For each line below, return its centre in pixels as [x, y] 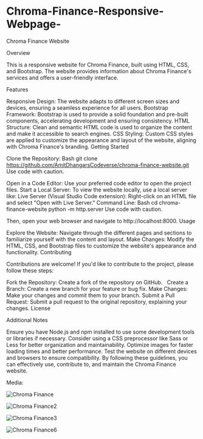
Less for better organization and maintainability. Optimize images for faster [100, 344]
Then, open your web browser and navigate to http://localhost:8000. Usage [101, 221]
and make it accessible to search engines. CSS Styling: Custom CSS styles [100, 134]
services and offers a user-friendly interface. [62, 77]
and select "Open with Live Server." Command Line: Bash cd [82, 202]
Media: [15, 382]
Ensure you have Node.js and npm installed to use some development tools [100, 332]
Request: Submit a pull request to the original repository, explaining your [97, 302]
